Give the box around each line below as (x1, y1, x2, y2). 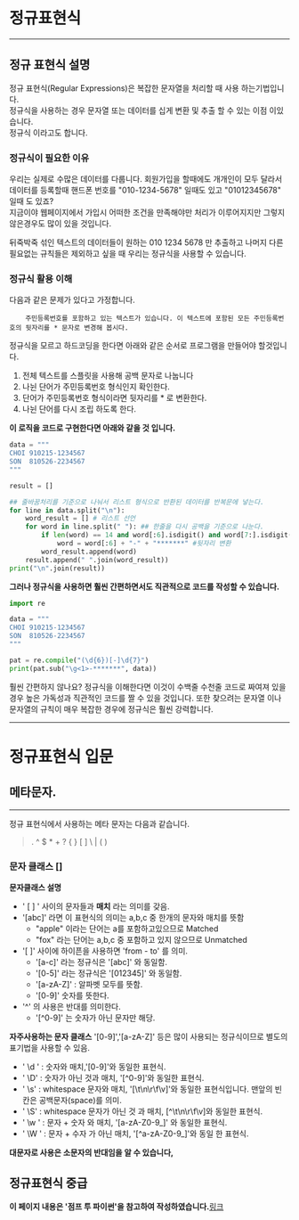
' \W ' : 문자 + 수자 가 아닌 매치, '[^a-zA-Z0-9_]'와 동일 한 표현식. (21, 1128, 249, 1139)
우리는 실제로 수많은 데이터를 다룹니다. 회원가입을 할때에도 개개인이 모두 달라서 (9, 174, 283, 184)
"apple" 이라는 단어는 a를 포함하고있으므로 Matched (35, 923, 219, 934)
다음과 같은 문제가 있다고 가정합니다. (9, 295, 135, 306)
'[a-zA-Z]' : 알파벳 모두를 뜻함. (35, 979, 143, 990)
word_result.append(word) (41, 547, 138, 556)
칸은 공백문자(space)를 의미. (21, 1095, 122, 1106)
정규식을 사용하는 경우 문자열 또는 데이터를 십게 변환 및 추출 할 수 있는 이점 (9, 104, 268, 116)
